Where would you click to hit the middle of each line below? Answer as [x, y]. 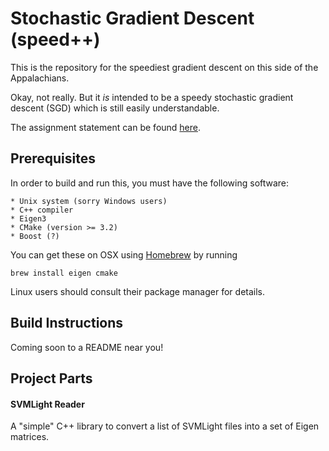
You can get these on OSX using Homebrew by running [124, 254]
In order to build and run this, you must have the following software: [150, 183]
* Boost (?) [35, 236]
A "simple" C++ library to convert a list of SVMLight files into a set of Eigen [165, 426]
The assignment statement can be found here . [106, 127]
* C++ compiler [42, 210]
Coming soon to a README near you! [87, 347]
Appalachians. [40, 78]
